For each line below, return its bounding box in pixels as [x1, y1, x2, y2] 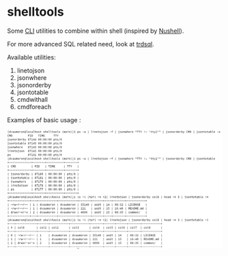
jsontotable [16, 88, 49, 96]
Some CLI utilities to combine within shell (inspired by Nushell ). [7, 27, 184, 35]
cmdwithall [16, 95, 48, 103]
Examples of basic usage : [7, 115, 81, 124]
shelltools [7, 4, 64, 20]
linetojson [16, 66, 45, 74]
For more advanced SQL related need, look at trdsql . [7, 40, 155, 48]
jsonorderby [16, 81, 52, 89]
